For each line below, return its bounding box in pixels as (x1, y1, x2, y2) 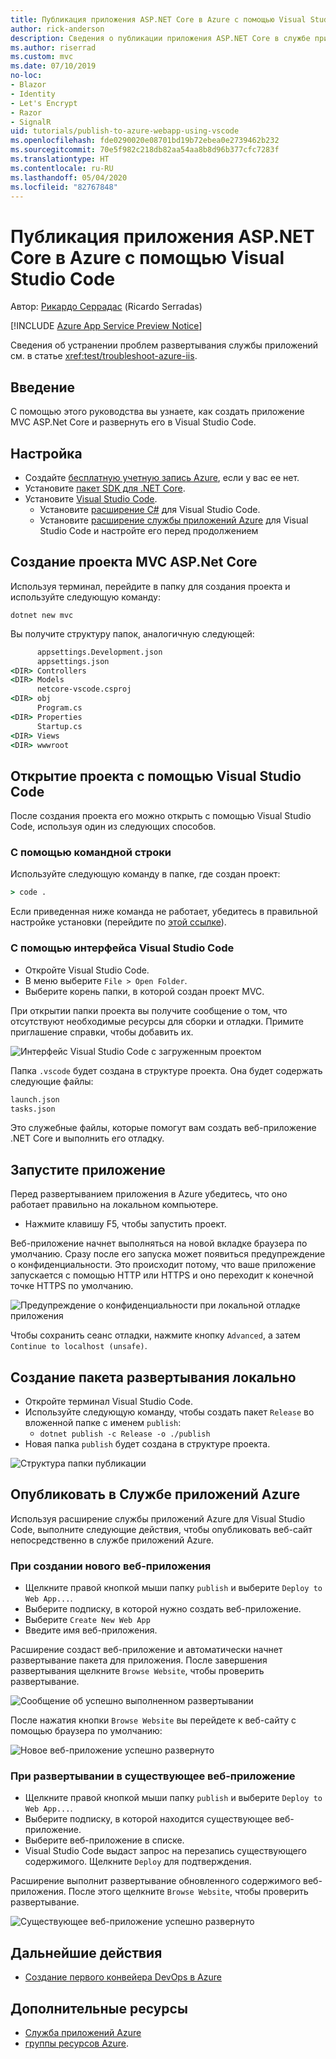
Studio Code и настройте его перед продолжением (39, 524, 259, 536)
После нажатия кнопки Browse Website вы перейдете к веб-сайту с (10, 1714, 297, 1726)
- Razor (10, 107, 43, 118)
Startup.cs (36, 721, 83, 731)
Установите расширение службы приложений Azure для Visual (39, 514, 309, 526)
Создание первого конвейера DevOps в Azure (24, 1971, 222, 1983)
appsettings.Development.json (36, 647, 163, 657)
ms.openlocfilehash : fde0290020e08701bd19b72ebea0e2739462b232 (10, 136, 280, 146)
